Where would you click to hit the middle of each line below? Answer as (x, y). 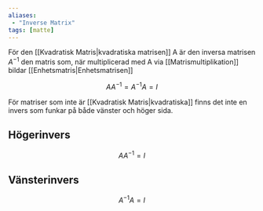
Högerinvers (39, 135)
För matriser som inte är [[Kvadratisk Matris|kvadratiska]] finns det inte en (128, 102)
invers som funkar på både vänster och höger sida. (91, 110)
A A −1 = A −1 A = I (132, 86)
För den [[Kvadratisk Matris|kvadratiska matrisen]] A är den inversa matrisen (132, 53)
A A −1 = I (132, 155)
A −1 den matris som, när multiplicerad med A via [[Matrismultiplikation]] (124, 61)
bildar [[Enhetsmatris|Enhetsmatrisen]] (71, 71)
